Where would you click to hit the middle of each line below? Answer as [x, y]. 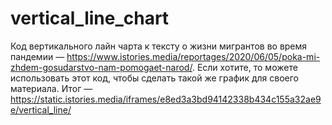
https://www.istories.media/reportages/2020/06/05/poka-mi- [193, 56]
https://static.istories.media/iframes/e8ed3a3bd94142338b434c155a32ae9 [166, 99]
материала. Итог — [51, 88]
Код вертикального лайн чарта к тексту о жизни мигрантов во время [159, 46]
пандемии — [37, 56]
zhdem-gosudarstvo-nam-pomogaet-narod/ [101, 67]
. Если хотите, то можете [244, 67]
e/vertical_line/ [41, 109]
